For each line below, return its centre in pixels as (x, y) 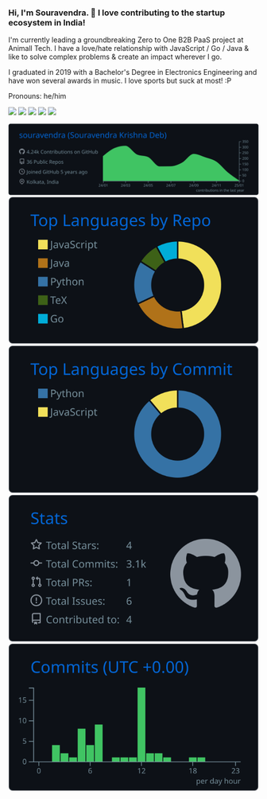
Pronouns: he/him (37, 96)
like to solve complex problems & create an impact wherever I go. (115, 57)
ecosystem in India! (47, 22)
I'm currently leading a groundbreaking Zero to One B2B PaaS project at (126, 40)
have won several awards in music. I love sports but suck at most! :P (120, 81)
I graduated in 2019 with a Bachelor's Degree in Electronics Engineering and (133, 72)
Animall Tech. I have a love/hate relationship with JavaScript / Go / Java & (129, 49)
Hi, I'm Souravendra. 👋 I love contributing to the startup (117, 13)
